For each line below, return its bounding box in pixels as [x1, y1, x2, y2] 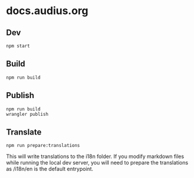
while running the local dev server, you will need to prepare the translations [6, 159, 189, 166]
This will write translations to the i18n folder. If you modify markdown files [6, 153, 184, 160]
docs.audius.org [6, 4, 89, 18]
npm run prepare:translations [6, 143, 81, 149]
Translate [6, 127, 42, 137]
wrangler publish [6, 111, 49, 117]
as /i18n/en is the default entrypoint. [6, 166, 93, 173]
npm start [6, 43, 31, 49]
